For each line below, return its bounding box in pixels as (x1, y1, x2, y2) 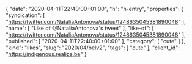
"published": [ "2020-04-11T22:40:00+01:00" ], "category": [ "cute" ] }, (6, 38, 186, 44)
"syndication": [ (6, 12, 45, 19)
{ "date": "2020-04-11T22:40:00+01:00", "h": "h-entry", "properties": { (6, 5, 184, 12)
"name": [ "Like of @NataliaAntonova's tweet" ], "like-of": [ (6, 24, 154, 32)
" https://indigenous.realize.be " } (6, 51, 87, 57)
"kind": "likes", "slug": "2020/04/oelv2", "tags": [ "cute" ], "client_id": (6, 44, 180, 51)
